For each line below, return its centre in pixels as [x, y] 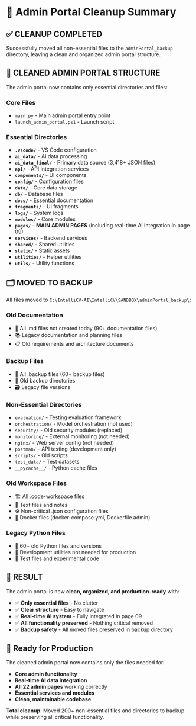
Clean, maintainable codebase [53, 699]
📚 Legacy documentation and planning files [68, 335]
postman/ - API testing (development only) [66, 449]
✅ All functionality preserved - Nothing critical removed [84, 623]
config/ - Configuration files [49, 181]
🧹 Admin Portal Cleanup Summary [91, 12]
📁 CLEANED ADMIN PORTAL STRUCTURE [83, 73]
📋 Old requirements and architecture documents [74, 343]
